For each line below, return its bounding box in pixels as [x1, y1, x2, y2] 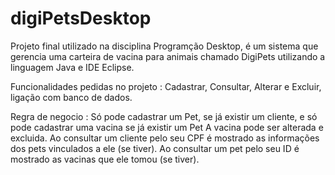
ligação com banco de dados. [10, 91, 133, 103]
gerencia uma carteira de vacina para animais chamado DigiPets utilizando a [10, 50, 326, 62]
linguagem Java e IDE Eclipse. [10, 61, 135, 73]
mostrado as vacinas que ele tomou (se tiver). [10, 153, 200, 165]
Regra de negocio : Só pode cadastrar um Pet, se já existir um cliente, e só [10, 110, 318, 122]
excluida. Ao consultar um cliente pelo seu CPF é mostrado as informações [10, 132, 320, 144]
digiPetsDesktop [10, 7, 152, 30]
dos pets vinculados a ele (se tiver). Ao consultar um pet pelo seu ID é [10, 142, 300, 154]
